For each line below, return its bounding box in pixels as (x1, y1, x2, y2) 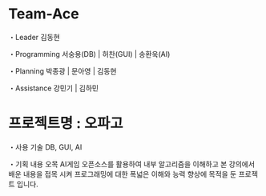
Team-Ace (8, 5, 79, 23)
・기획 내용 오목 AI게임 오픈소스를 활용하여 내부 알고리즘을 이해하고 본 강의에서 (8, 159, 255, 169)
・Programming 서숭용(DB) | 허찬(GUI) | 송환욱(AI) (8, 49, 171, 58)
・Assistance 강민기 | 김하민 (8, 83, 99, 93)
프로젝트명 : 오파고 (8, 114, 123, 133)
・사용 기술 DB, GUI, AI (8, 142, 83, 152)
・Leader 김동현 (8, 32, 60, 42)
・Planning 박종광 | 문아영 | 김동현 (8, 66, 117, 76)
